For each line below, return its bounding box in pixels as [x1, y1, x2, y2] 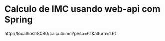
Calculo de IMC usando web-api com [4, 3, 161, 15]
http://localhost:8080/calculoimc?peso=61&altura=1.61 [4, 30, 117, 36]
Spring [4, 14, 33, 25]
